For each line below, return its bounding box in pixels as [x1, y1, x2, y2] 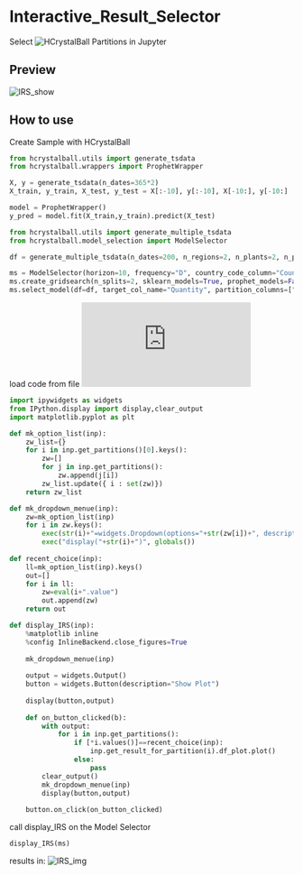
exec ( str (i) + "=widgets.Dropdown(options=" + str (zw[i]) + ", [41, 530, 260, 539]
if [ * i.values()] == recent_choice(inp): [73, 738, 224, 748]
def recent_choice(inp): [9, 554, 103, 563]
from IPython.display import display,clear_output [9, 404, 204, 413]
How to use [9, 113, 74, 128]
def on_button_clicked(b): [25, 713, 127, 723]
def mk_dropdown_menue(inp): [9, 503, 119, 513]
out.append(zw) [41, 596, 99, 605]
